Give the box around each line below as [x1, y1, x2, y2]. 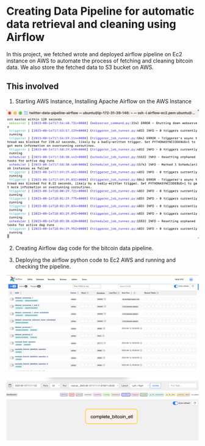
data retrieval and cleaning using [6, 17, 176, 31]
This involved [6, 81, 59, 92]
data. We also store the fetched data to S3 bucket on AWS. [6, 63, 154, 71]
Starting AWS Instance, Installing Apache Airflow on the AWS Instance [15, 97, 192, 105]
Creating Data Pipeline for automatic [6, 4, 195, 18]
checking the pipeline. [15, 262, 71, 270]
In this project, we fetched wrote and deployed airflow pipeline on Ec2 [6, 50, 182, 58]
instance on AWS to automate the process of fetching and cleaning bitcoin [6, 57, 193, 64]
